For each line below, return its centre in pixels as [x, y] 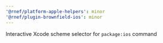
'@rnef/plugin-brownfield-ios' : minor [54, 17]
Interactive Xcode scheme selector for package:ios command [81, 34]
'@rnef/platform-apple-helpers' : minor [55, 11]
